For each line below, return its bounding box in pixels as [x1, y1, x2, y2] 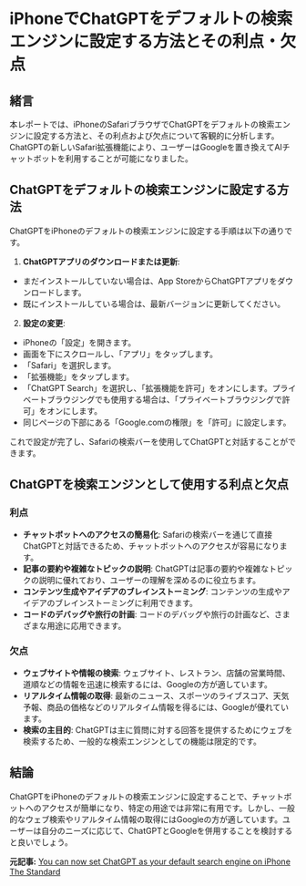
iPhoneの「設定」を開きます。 [22, 336, 137, 347]
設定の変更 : [22, 317, 66, 328]
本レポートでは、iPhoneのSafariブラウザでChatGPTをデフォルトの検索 [9, 119, 275, 129]
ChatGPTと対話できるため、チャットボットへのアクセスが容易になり [22, 540, 280, 551]
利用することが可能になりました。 [65, 153, 193, 164]
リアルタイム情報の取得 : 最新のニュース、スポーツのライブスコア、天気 [22, 690, 290, 701]
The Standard [9, 866, 61, 877]
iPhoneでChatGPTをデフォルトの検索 [9, 8, 293, 29]
